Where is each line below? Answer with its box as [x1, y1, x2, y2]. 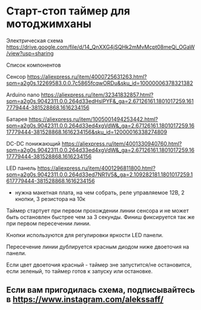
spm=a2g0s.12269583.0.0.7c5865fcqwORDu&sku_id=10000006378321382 [6, 79, 194, 87]
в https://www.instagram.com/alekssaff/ [6, 294, 164, 305]
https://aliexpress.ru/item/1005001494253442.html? [28, 116, 158, 123]
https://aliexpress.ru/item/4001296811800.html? [37, 164, 156, 172]
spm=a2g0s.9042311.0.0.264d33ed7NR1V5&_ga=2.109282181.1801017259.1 [6, 170, 193, 178]
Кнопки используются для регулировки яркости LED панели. [6, 231, 164, 238]
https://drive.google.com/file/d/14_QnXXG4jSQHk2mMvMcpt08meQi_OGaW [6, 43, 195, 51]
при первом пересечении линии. [6, 220, 91, 227]
